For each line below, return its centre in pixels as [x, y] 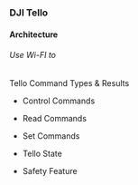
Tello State [42, 153]
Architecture [34, 34]
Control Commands [59, 101]
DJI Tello [29, 13]
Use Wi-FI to [33, 55]
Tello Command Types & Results [69, 83]
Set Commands [51, 136]
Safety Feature [50, 170]
